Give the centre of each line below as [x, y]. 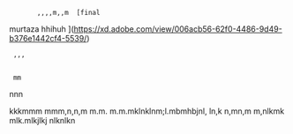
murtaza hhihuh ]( [42, 29]
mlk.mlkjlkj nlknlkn [42, 120]
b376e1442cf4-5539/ [48, 38]
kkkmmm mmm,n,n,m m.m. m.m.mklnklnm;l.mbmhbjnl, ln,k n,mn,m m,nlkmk [147, 111]
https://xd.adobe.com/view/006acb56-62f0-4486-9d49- [178, 29]
